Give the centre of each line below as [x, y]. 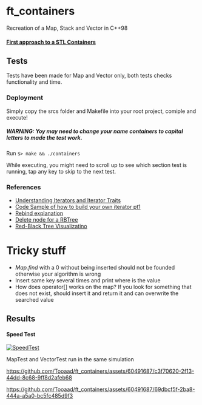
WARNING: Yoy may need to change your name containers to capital [95, 131]
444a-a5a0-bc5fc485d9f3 [40, 396]
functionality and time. [34, 82]
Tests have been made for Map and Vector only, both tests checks [89, 76]
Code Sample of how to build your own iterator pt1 [78, 206]
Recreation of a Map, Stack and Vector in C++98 [67, 28]
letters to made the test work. [45, 138]
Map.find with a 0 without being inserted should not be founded [95, 267]
